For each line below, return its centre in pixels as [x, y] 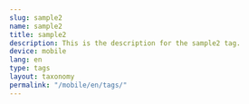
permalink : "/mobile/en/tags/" [68, 85]
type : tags [30, 69]
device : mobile [38, 52]
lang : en [26, 60]
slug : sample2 [36, 18]
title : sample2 [38, 34]
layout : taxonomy [42, 77]
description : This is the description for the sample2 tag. [125, 43]
